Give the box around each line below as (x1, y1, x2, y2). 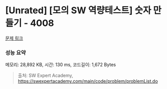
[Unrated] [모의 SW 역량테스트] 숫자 (5, 5, 151, 16)
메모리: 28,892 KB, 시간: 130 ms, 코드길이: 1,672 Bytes (5, 62, 116, 68)
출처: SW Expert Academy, (17, 72, 73, 79)
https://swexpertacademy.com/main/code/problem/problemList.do (17, 78, 158, 84)
